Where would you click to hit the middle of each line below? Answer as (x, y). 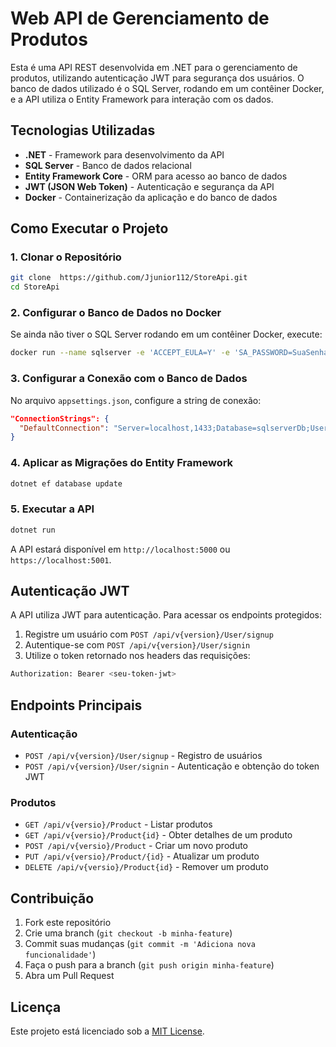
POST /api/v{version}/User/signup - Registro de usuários (143, 755)
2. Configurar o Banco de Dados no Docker (116, 313)
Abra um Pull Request (69, 976)
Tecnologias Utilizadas (83, 130)
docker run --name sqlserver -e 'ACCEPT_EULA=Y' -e (120, 353)
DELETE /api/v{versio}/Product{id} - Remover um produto (146, 867)
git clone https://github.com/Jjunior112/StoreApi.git (129, 278)
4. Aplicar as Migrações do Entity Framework (122, 463)
